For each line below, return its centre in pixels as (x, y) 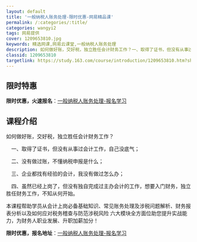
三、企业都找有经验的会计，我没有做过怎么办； (67, 174)
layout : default (26, 11)
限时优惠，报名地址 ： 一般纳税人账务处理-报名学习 (67, 233)
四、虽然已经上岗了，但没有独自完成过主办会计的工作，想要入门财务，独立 (101, 186)
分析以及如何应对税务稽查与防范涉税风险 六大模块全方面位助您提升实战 (96, 213)
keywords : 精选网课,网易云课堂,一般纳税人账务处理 (61, 45)
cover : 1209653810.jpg (34, 39)
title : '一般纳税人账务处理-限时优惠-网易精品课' (60, 17)
